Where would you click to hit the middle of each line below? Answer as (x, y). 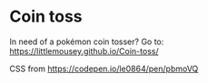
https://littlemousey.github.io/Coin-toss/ (84, 51)
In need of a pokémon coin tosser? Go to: (87, 41)
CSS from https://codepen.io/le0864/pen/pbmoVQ (104, 69)
